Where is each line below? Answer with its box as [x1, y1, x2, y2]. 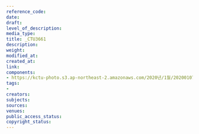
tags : [6, 81, 20, 87]
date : [6, 14, 20, 20]
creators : [6, 91, 31, 97]
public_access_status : [6, 113, 62, 119]
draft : [6, 20, 23, 25]
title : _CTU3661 [6, 36, 46, 42]
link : [6, 63, 20, 70]
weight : [6, 47, 25, 53]
